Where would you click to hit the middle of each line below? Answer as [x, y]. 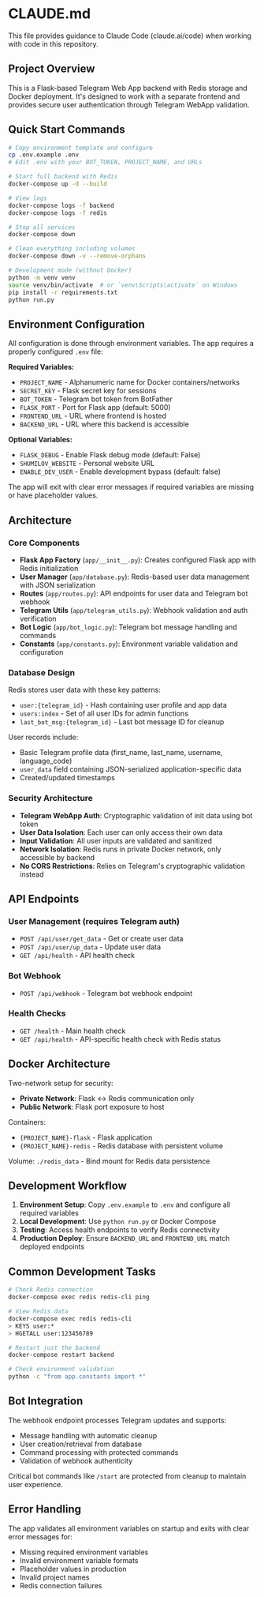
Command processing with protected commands [99, 1452]
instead [32, 874]
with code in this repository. [53, 43]
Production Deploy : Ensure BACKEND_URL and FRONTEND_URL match [125, 1238]
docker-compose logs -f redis [58, 213]
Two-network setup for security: [61, 1083]
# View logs [28, 198]
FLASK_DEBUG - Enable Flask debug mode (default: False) [110, 455]
